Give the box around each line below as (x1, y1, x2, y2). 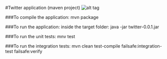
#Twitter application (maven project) (5, 5, 80, 10)
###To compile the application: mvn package (5, 14, 99, 20)
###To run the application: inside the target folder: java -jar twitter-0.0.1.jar (5, 24, 159, 30)
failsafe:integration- (121, 43, 162, 49)
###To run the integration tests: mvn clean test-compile (5, 43, 120, 49)
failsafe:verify (14, 49, 43, 54)
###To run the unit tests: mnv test (5, 34, 75, 39)
